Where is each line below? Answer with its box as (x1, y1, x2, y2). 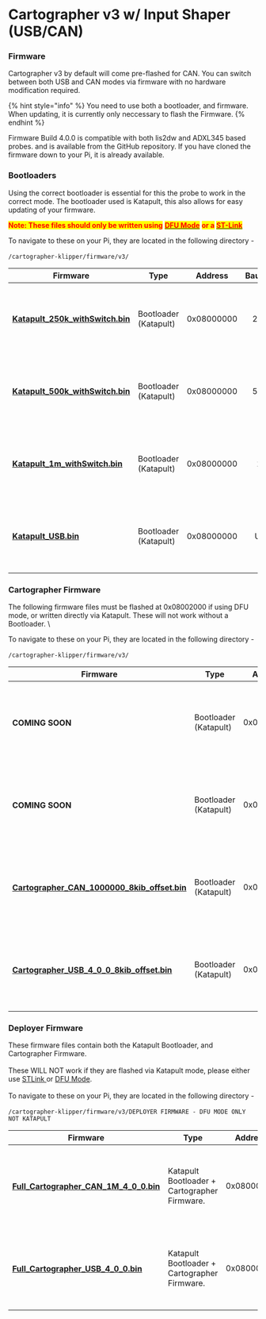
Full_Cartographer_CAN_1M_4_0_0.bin (12, 1181, 161, 1192)
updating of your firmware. (8, 205, 96, 214)
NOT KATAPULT (8, 1115, 51, 1123)
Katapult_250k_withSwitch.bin (12, 314, 131, 325)
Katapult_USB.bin (12, 530, 79, 542)
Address (196, 270, 229, 281)
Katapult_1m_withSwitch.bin (12, 458, 123, 469)
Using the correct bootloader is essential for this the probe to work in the (8, 188, 246, 198)
